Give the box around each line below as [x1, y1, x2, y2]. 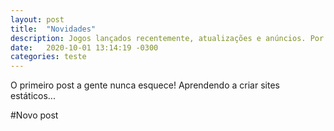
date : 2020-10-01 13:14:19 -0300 [10, 42, 159, 53]
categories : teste [10, 52, 87, 62]
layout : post [10, 14, 65, 25]
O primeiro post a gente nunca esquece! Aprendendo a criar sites [10, 79, 280, 91]
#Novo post [10, 109, 59, 121]
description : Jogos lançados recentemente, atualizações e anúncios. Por [10, 33, 325, 43]
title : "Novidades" [10, 24, 97, 34]
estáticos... [10, 90, 56, 102]
